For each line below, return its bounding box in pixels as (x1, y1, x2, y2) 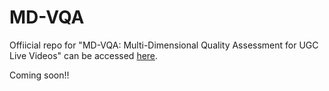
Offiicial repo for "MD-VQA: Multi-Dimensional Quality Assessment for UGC (9, 39, 319, 51)
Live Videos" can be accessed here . (9, 49, 159, 61)
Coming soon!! (9, 69, 70, 81)
